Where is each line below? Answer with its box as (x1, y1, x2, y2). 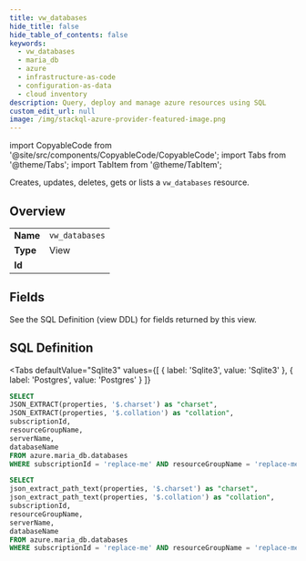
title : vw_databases (9, 13, 88, 23)
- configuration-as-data (17, 81, 112, 90)
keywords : (9, 38, 47, 48)
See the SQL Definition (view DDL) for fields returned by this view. (9, 313, 257, 324)
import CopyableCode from (9, 140, 112, 151)
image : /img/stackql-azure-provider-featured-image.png (9, 115, 226, 124)
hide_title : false (9, 22, 79, 31)
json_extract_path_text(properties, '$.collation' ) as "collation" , (9, 493, 275, 502)
